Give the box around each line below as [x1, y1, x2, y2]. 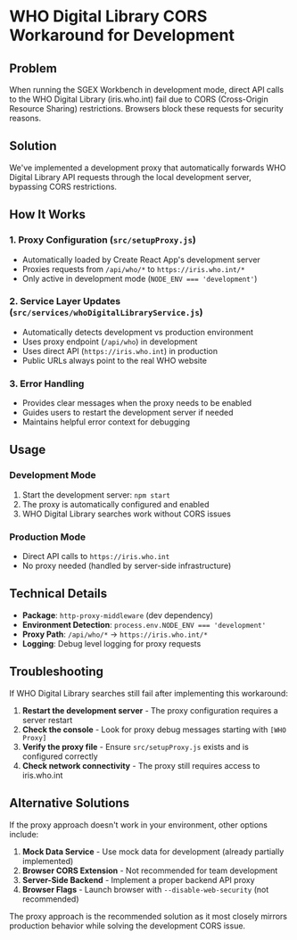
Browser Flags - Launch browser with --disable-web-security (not [21, 884, 269, 895]
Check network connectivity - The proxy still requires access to [21, 760, 260, 771]
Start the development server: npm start [21, 489, 171, 500]
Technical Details [9, 586, 108, 601]
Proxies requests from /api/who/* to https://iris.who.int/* [21, 263, 245, 274]
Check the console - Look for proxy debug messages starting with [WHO [21, 724, 287, 735]
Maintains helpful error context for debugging [21, 416, 190, 427]
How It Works [9, 207, 87, 222]
